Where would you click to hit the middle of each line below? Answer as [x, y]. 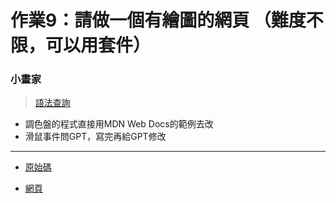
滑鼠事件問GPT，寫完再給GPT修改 [95, 137]
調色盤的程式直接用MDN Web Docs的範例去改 [119, 124]
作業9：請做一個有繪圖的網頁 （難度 [158, 20]
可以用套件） [98, 45]
